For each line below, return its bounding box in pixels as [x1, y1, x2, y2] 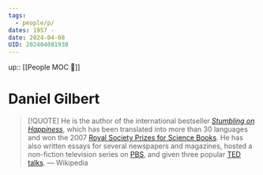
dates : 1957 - [8, 26, 55, 34]
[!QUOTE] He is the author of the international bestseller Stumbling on [27, 116, 255, 126]
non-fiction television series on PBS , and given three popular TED [27, 150, 241, 159]
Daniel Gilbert [8, 90, 100, 108]
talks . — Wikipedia [27, 158, 88, 168]
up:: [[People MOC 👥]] [8, 62, 81, 72]
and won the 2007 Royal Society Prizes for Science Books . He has [27, 133, 243, 143]
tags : [8, 11, 26, 20]
